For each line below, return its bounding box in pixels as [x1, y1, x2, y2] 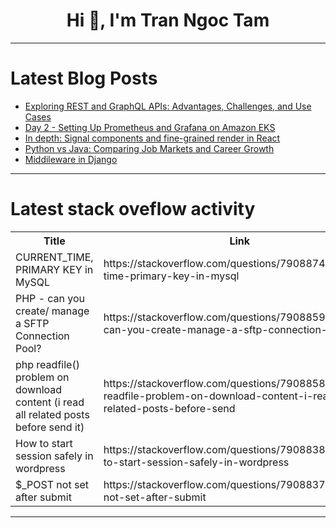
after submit [15, 490, 72, 504]
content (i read [15, 395, 85, 409]
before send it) [15, 420, 85, 434]
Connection [15, 329, 70, 343]
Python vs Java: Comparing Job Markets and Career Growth [24, 142, 275, 154]
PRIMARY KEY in [15, 262, 94, 276]
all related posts [15, 407, 90, 421]
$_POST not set [15, 477, 89, 491]
